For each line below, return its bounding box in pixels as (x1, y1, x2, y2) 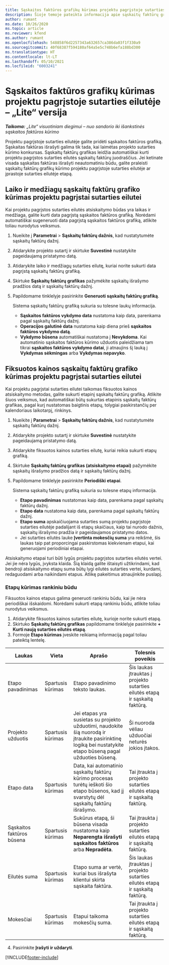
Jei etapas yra (73, 709, 107, 716)
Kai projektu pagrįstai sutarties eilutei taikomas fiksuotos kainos (5, 386, 137, 392)
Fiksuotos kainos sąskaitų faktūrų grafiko (5, 365, 138, 373)
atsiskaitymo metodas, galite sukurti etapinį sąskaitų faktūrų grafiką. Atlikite (5, 391, 162, 397)
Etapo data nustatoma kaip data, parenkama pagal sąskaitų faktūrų (20, 508, 159, 514)
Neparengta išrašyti (73, 833, 122, 840)
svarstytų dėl (73, 794, 105, 801)
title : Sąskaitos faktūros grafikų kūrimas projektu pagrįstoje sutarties (5, 7, 165, 13)
